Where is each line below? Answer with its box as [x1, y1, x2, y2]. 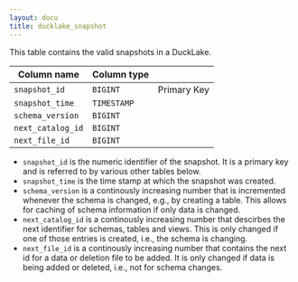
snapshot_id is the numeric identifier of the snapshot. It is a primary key [22, 155, 289, 167]
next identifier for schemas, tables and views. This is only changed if [22, 223, 278, 234]
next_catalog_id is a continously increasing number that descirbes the [22, 213, 286, 224]
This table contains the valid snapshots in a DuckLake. [9, 46, 212, 57]
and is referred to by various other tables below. [22, 165, 201, 176]
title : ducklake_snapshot [9, 22, 107, 31]
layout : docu [9, 13, 59, 23]
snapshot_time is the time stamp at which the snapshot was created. [22, 175, 276, 186]
